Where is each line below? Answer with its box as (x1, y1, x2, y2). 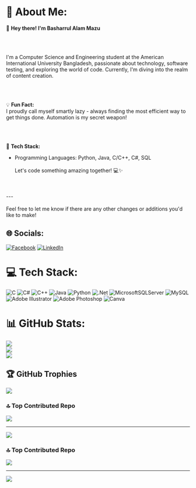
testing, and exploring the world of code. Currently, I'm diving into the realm (6, 66, 188, 73)
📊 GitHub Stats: (6, 317, 86, 330)
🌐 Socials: (6, 228, 44, 239)
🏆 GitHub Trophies (6, 369, 78, 379)
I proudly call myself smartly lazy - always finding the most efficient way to (6, 108, 186, 115)
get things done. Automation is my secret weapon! (6, 114, 127, 121)
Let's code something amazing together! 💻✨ (14, 167, 123, 174)
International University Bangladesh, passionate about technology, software (6, 60, 188, 67)
